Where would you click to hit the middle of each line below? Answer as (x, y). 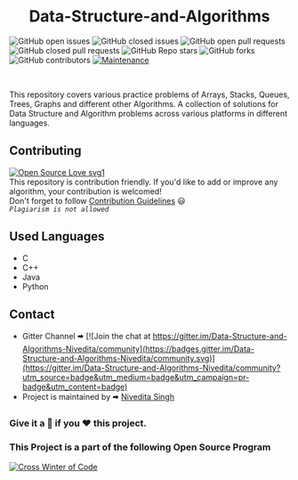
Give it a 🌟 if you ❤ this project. (78, 423)
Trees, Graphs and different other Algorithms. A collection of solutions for (144, 103)
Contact (32, 314)
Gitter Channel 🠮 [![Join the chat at (86, 337)
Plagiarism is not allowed (59, 209)
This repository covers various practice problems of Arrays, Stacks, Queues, (149, 94)
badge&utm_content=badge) (75, 387)
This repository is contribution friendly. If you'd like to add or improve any (144, 182)
